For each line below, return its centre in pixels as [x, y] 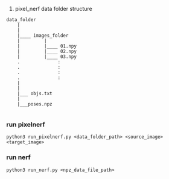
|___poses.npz [35, 104]
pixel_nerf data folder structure [53, 9]
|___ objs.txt [35, 93]
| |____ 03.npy [47, 57]
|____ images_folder [43, 36]
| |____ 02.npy [47, 51]
